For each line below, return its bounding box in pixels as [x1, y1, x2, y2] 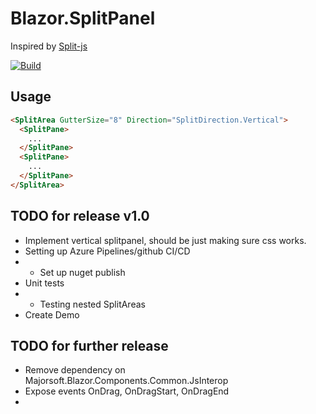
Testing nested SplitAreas [39, 298, 146, 310]
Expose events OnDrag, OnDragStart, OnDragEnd [24, 385, 230, 397]
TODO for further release [10, 337, 169, 354]
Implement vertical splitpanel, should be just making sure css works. [24, 234, 307, 246]
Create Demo [24, 308, 80, 321]
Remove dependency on [24, 364, 126, 376]
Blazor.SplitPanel [10, 7, 156, 30]
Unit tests [24, 277, 65, 289]
